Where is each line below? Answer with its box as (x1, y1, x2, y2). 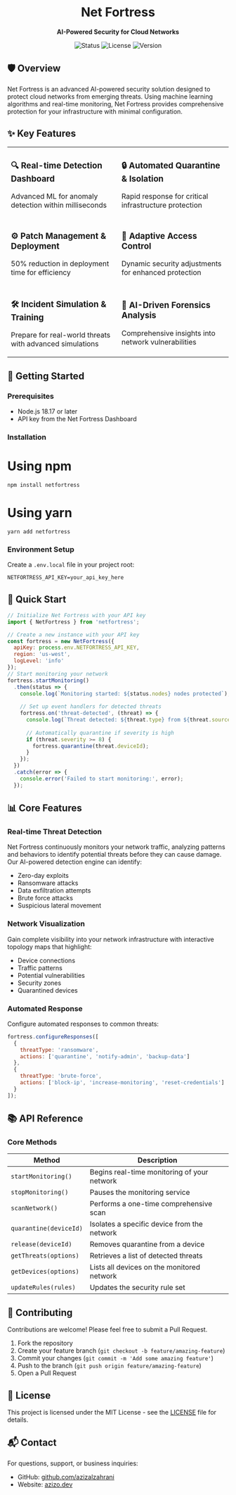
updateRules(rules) (11, 1284, 76, 1291)
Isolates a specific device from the (89, 1220, 204, 1229)
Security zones (17, 979, 62, 987)
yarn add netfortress (7, 528, 71, 535)
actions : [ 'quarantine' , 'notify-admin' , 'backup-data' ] (20, 1053, 190, 1060)
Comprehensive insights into (122, 328, 216, 338)
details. (7, 1415, 29, 1424)
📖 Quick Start (7, 593, 67, 605)
